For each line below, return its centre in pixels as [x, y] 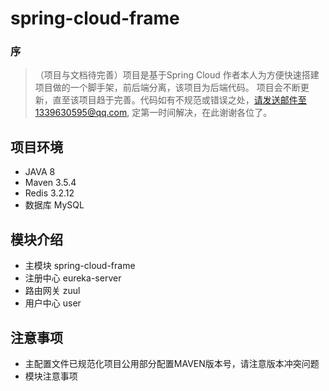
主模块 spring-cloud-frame [80, 266]
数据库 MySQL [54, 205]
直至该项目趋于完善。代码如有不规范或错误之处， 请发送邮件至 [179, 100]
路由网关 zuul [52, 291]
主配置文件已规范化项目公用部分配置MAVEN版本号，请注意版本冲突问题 [172, 363]
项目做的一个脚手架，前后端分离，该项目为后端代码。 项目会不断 [167, 88]
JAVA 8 [40, 172]
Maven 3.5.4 [50, 183]
